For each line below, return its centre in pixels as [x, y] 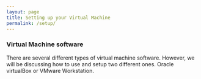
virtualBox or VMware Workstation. [50, 70]
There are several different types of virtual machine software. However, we [100, 58]
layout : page [23, 12]
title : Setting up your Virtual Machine [59, 18]
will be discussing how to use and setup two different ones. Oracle [90, 64]
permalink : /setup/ [31, 23]
